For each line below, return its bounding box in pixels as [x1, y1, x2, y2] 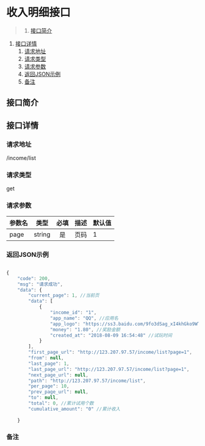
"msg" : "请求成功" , [17, 281, 63, 287]
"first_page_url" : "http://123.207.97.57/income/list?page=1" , [28, 349, 192, 356]
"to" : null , [28, 395, 59, 401]
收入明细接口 [6, 5, 71, 20]
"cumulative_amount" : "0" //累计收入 [28, 406, 121, 412]
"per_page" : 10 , [28, 383, 70, 389]
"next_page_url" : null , [28, 372, 88, 378]
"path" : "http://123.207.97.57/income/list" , [28, 378, 146, 384]
